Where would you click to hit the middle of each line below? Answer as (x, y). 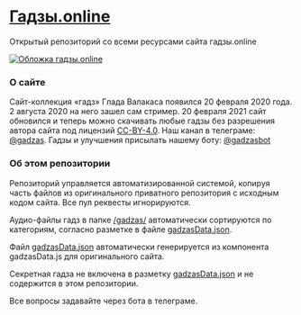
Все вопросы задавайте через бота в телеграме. (104, 301)
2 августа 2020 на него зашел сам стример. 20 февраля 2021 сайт (138, 112)
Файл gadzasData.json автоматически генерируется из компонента (139, 247)
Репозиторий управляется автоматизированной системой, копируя (140, 183)
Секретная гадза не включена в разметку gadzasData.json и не (132, 274)
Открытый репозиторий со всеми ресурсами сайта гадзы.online (133, 41)
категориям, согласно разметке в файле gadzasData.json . (121, 229)
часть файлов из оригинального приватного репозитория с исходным (144, 193)
